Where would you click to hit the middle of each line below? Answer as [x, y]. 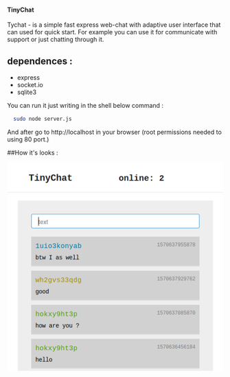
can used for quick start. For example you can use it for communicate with [112, 32]
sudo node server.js [43, 119]
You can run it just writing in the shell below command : [85, 106]
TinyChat [21, 10]
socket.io [30, 85]
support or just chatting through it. [56, 39]
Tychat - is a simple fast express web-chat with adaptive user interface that [114, 25]
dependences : [40, 61]
